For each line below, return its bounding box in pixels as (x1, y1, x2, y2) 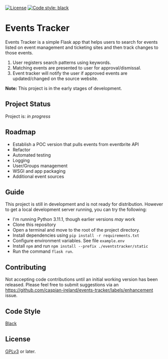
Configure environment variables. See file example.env (12, 238, 125, 244)
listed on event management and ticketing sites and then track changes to (5, 44, 158, 50)
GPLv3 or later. (5, 348, 36, 354)
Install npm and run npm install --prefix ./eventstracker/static (12, 243, 148, 249)
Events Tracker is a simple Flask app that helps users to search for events (5, 39, 158, 45)
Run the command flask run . (12, 248, 74, 254)
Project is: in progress (5, 113, 51, 119)
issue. (5, 293, 18, 299)
